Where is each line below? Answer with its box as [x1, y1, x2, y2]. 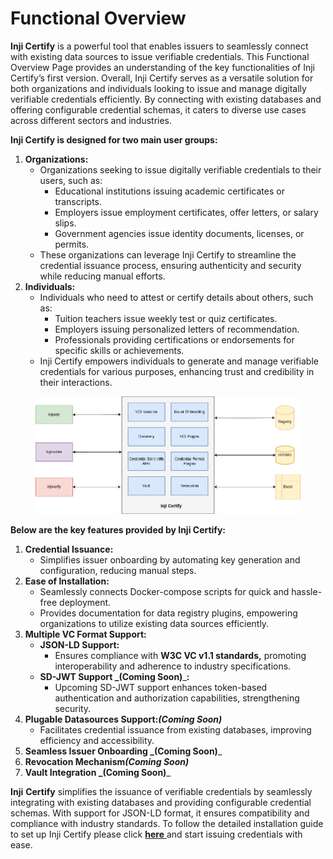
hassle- [291, 585, 323, 597]
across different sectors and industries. [10, 114, 173, 126]
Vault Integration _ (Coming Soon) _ [24, 766, 171, 778]
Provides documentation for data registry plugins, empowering [39, 607, 298, 619]
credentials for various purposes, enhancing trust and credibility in [39, 365, 315, 377]
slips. [54, 217, 77, 229]
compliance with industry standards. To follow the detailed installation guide [10, 817, 324, 829]
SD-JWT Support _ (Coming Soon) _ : [39, 670, 190, 682]
